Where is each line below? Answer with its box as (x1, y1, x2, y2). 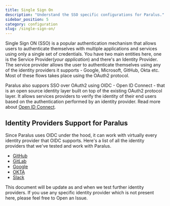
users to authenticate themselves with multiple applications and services (5, 46, 157, 52)
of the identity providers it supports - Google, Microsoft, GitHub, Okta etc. (5, 67, 160, 74)
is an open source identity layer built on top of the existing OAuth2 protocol (5, 88, 162, 94)
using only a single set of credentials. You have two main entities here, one (5, 51, 162, 57)
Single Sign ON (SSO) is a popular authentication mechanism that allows (5, 40, 156, 46)
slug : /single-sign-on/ (5, 26, 56, 31)
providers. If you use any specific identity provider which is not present (5, 189, 154, 195)
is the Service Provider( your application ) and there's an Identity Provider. (5, 56, 158, 62)
